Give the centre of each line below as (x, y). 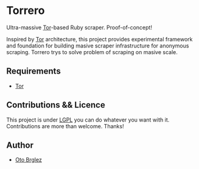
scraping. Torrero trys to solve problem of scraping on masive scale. (92, 52)
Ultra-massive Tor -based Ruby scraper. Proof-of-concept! (79, 27)
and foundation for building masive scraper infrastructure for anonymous (98, 46)
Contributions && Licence (56, 105)
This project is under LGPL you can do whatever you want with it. (88, 120)
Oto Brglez (29, 160)
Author (20, 145)
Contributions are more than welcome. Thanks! (65, 126)
